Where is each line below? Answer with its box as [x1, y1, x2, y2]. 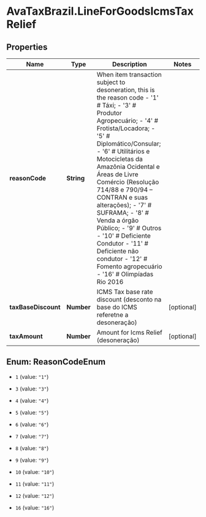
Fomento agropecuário [96, 262, 162, 271]
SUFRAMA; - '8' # [96, 209, 149, 217]
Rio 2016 [96, 278, 124, 286]
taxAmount [9, 332, 43, 340]
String [66, 174, 85, 182]
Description [112, 60, 147, 68]
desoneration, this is [96, 86, 155, 94]
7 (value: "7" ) [15, 432, 49, 440]
